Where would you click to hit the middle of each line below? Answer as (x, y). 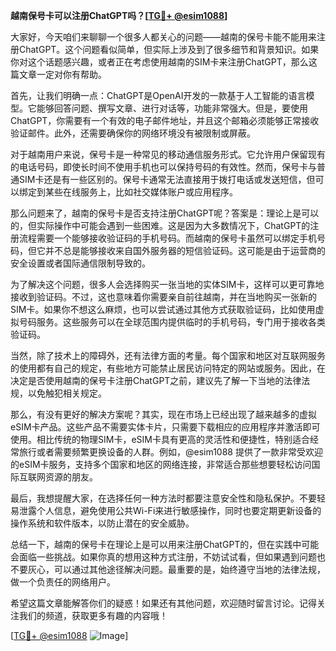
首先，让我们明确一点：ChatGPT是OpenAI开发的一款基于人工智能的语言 (158, 95)
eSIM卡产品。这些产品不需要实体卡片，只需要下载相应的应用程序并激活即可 (165, 427)
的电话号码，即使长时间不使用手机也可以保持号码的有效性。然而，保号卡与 (163, 167)
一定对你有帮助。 (71, 74)
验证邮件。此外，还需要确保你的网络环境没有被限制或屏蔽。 (133, 133)
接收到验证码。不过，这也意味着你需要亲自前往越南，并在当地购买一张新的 (163, 297)
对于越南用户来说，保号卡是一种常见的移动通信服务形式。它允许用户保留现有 (168, 154)
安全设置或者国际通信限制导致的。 (80, 263)
